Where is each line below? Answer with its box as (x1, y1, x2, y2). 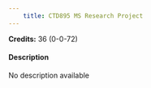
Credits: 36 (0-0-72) (8, 34, 79, 44)
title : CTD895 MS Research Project (23, 11, 144, 20)
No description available (8, 70, 90, 80)
